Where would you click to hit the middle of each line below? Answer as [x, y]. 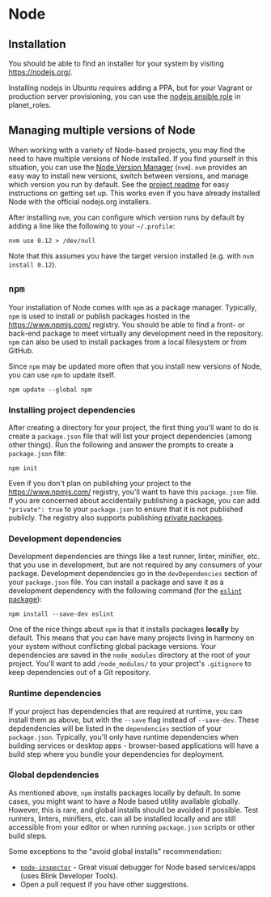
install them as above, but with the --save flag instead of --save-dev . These [134, 720]
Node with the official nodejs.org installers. [80, 201]
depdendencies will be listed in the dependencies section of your [115, 728]
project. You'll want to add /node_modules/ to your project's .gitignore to [130, 664]
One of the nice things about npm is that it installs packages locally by [124, 630]
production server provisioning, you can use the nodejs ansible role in [125, 96]
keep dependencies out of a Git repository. [80, 673]
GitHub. [21, 350]
